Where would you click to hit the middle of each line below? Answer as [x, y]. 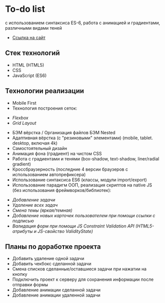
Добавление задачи [34, 200]
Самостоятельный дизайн [40, 148]
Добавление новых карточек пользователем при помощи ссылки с [84, 215]
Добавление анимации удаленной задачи [56, 295]
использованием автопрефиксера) [49, 174]
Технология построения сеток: [45, 108]
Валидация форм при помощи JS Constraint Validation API [73, 226]
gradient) [21, 164]
